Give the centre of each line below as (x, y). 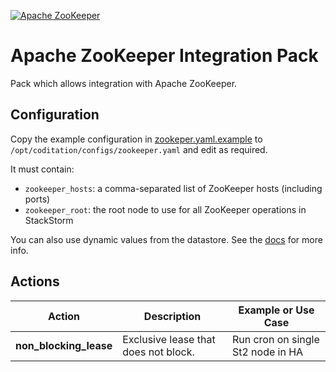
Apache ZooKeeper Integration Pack (164, 56)
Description (172, 316)
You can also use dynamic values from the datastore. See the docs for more (166, 239)
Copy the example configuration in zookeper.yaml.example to (136, 139)
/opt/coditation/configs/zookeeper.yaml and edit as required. (139, 149)
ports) (37, 199)
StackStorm (49, 220)
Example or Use (276, 310)
